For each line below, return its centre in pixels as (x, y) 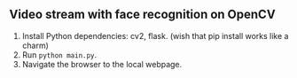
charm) (35, 45)
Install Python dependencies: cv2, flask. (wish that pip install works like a (155, 35)
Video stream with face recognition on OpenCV (143, 15)
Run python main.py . (59, 55)
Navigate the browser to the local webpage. (102, 64)
